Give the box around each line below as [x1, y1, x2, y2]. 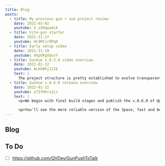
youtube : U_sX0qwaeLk [14, 26, 58, 30]
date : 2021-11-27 [14, 35, 50, 40]
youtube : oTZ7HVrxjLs [14, 89, 58, 94]
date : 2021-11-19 [14, 48, 50, 53]
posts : [5, 12, 19, 17]
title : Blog [5, 7, 29, 12]
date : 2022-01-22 [14, 84, 50, 90]
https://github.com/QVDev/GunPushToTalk [12, 155, 98, 161]
